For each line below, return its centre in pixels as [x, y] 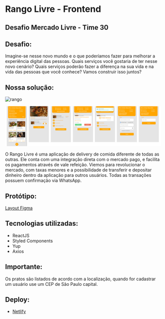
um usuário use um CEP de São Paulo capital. [51, 284]
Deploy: [17, 299]
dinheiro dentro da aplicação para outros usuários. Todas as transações [78, 175]
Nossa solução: [30, 87]
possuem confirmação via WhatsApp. [43, 181]
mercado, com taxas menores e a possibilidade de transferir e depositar [79, 170]
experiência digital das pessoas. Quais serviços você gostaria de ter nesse [81, 61]
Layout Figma [19, 208]
